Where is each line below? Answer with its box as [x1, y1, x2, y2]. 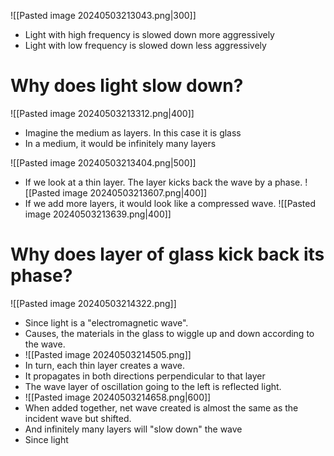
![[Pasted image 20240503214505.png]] [24, 348, 192, 360]
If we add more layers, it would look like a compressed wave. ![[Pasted [24, 197, 317, 209]
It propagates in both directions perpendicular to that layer [24, 370, 266, 382]
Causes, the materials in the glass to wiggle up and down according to [24, 327, 315, 339]
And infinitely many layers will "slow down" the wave [24, 423, 243, 435]
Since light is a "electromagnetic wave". [24, 316, 189, 329]
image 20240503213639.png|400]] [24, 208, 172, 220]
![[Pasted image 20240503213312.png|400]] [10, 107, 195, 119]
